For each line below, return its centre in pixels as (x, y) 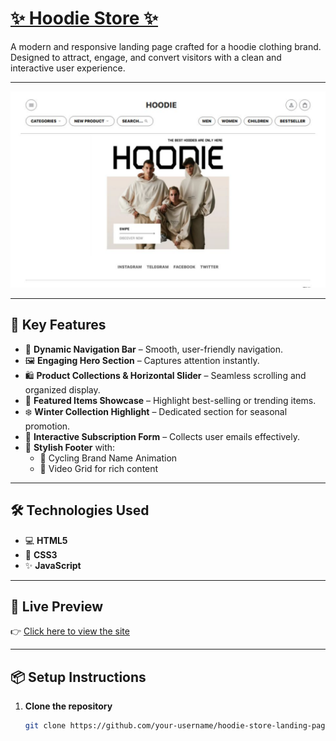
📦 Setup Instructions (78, 677)
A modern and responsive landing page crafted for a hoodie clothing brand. (166, 46)
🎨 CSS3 (41, 554)
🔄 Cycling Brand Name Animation (108, 458)
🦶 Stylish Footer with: (70, 447)
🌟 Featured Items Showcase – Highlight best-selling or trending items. (170, 400)
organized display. (62, 389)
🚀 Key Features (58, 325)
